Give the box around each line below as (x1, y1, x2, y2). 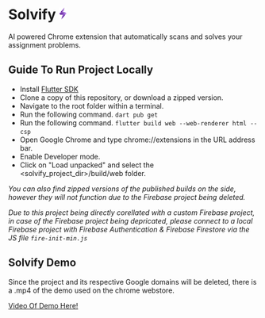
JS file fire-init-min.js (8, 232, 88, 243)
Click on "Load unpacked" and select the (19, 160, 155, 170)
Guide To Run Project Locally (8, 63, 153, 77)
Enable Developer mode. (19, 151, 101, 161)
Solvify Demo (8, 256, 77, 270)
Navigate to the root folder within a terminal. (19, 101, 164, 110)
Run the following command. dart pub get (19, 109, 159, 119)
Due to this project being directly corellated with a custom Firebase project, (8, 208, 255, 217)
